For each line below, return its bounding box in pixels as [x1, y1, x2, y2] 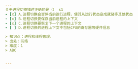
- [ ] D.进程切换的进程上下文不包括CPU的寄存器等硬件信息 [5, 25, 110, 30]
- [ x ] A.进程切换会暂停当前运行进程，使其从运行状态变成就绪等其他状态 [5, 12, 133, 17]
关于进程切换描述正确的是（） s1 [5, 7, 63, 12]
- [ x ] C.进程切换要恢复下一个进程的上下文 [5, 21, 82, 26]
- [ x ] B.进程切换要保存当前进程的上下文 [5, 16, 78, 21]
